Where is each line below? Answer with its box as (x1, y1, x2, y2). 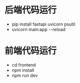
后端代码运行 (4, 4, 57, 16)
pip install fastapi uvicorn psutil (11, 21, 76, 27)
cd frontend (11, 62, 36, 68)
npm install (11, 67, 35, 73)
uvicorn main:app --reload (11, 26, 66, 32)
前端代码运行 (4, 45, 57, 57)
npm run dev (11, 72, 38, 78)
